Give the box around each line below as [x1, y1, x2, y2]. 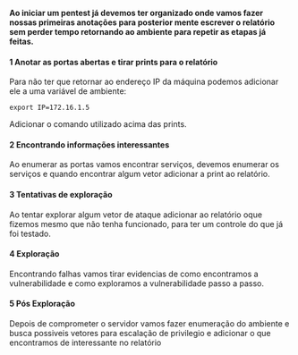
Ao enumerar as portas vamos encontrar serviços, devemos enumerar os [9, 159, 280, 170]
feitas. [9, 36, 34, 46]
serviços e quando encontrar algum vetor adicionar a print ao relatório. [9, 169, 270, 180]
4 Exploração [9, 249, 60, 259]
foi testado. [9, 228, 51, 239]
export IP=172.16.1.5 [9, 103, 90, 113]
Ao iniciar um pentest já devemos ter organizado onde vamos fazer [9, 8, 264, 18]
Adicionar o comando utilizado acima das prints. [9, 119, 187, 130]
